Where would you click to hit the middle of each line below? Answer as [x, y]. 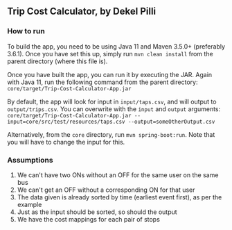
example [29, 204]
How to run [26, 31]
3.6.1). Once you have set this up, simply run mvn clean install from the [110, 54]
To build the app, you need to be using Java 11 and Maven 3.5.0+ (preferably [116, 46]
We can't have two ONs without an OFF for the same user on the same [118, 175]
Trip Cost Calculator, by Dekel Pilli [82, 11]
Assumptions [30, 160]
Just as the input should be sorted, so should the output [97, 212]
